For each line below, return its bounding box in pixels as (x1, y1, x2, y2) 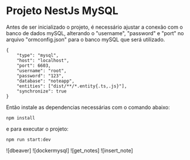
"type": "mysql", (16, 52, 59, 58)
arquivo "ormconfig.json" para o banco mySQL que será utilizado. (6, 36, 165, 43)
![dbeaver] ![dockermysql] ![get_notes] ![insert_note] (6, 147, 133, 154)
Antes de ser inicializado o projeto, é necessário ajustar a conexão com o (6, 23, 183, 30)
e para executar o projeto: (6, 125, 69, 132)
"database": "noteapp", (16, 78, 75, 84)
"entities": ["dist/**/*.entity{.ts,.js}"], (16, 83, 127, 89)
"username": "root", (16, 67, 67, 74)
